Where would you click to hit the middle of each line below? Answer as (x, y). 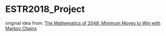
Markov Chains (21, 28)
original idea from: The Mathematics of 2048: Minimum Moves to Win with (83, 23)
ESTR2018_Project (45, 9)
